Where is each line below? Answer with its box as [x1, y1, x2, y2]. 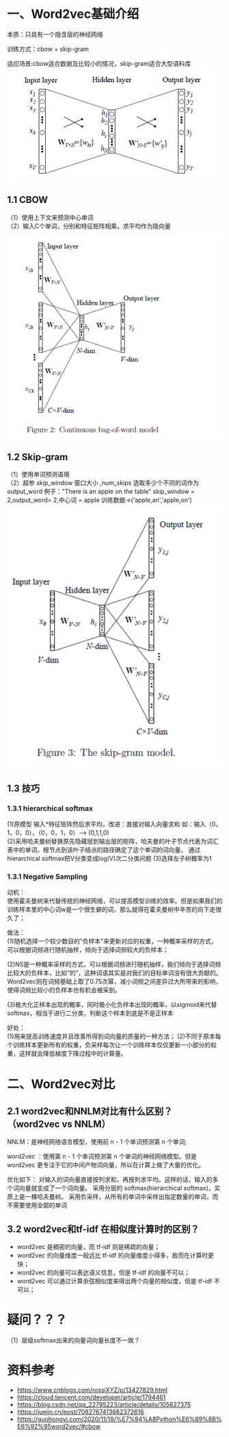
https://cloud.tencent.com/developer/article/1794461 [16, 1393, 166, 1401]
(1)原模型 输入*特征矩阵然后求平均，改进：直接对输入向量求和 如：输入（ [7, 820, 212, 829]
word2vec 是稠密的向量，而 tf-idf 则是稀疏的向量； [16, 1243, 161, 1251]
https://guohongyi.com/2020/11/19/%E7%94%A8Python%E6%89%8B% [16, 1415, 222, 1423]
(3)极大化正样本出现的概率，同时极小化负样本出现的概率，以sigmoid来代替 [7, 1001, 217, 1009]
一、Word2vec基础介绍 [7, 6, 139, 22]
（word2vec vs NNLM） [7, 1118, 111, 1130]
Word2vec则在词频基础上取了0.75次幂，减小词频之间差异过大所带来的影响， [7, 977, 222, 986]
